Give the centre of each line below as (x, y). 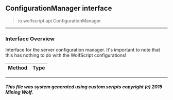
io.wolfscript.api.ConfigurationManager (59, 20)
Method (18, 68)
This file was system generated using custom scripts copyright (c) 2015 (84, 87)
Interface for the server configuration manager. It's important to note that (83, 50)
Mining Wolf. (19, 92)
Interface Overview (30, 39)
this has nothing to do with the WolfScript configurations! (66, 55)
